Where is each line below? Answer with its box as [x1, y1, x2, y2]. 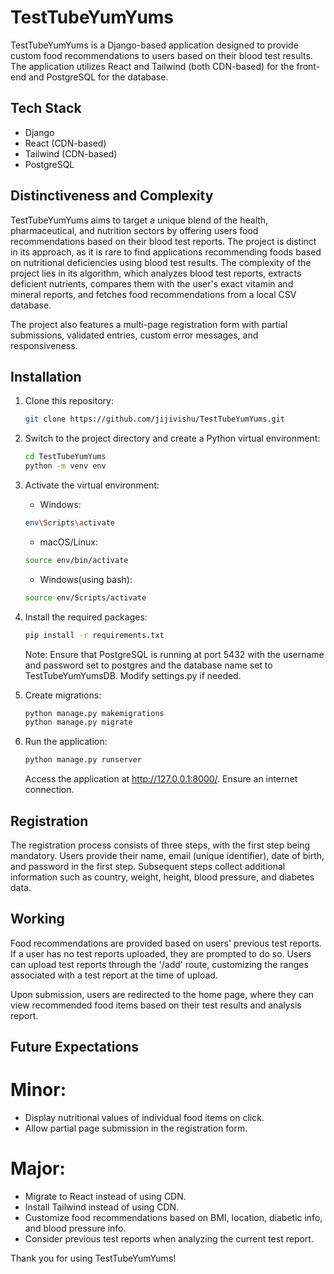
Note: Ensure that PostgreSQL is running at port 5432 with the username [24, 648, 325, 660]
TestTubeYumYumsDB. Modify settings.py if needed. [24, 669, 242, 681]
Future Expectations [10, 1039, 140, 1056]
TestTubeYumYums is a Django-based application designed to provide [10, 39, 299, 51]
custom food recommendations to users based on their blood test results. [10, 49, 313, 61]
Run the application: [24, 736, 108, 748]
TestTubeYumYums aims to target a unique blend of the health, [10, 214, 269, 226]
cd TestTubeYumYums [24, 452, 107, 462]
